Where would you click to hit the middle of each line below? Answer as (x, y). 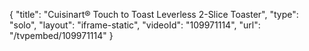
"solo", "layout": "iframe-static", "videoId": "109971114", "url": (135, 25)
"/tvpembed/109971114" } (61, 35)
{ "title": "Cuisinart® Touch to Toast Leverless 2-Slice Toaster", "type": (154, 14)
